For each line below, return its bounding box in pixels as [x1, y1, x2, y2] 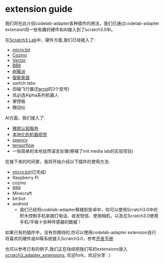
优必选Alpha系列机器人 [12, 92, 59, 98]
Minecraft [12, 190, 32, 196]
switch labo [12, 80, 36, 86]
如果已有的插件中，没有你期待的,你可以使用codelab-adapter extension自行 [5, 229, 157, 235]
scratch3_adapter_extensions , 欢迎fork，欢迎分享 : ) [5, 252, 111, 258]
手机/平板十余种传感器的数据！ [19, 219, 82, 225]
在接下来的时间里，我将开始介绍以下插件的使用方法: [5, 159, 110, 164]
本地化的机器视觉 [12, 131, 47, 137]
